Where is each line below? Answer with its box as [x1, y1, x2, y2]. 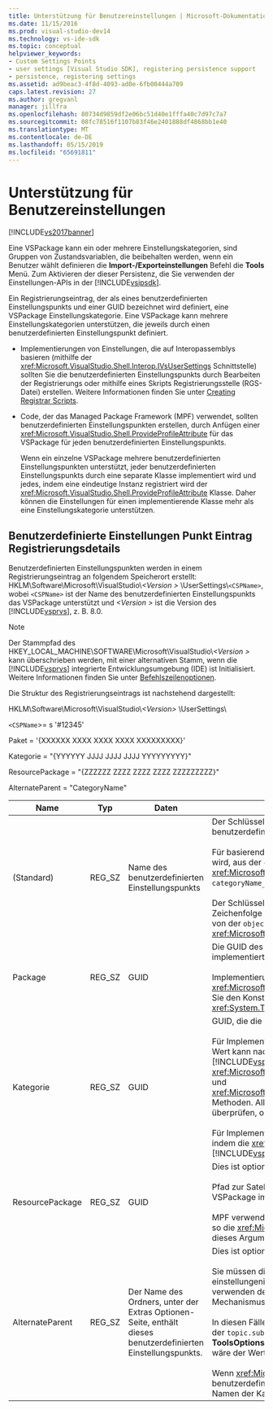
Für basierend [211, 847, 266, 858]
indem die [211, 1137, 250, 1149]
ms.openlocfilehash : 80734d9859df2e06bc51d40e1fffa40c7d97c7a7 [8, 111, 227, 119]
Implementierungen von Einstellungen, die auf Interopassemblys [19, 344, 236, 354]
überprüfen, [211, 1107, 258, 1119]
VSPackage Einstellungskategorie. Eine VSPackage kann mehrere [8, 311, 229, 321]
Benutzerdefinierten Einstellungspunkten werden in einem [8, 563, 202, 573]
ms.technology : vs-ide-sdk [8, 34, 100, 43]
